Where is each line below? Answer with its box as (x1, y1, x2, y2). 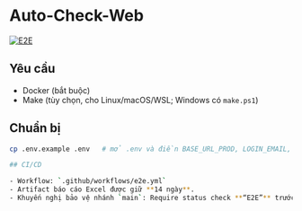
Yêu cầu (9, 61, 56, 76)
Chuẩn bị (9, 120, 61, 136)
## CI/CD (9, 161, 42, 170)
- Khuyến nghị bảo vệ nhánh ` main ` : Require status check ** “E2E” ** (9, 194, 271, 203)
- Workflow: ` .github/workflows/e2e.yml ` (9, 177, 167, 186)
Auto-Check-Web (9, 5, 144, 26)
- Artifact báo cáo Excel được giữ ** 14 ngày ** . (9, 185, 195, 194)
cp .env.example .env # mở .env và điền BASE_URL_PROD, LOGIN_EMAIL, (9, 145, 292, 154)
